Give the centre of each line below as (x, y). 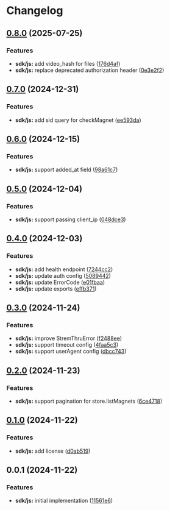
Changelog (35, 11)
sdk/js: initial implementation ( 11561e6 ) (64, 501)
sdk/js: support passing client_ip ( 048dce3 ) (70, 219)
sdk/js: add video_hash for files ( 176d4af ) (68, 63)
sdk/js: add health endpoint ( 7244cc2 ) (64, 269)
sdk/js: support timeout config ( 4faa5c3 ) (67, 345)
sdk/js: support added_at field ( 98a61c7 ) (66, 170)
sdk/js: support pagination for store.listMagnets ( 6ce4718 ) (89, 401)
